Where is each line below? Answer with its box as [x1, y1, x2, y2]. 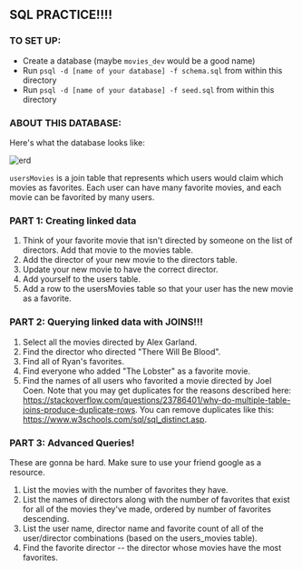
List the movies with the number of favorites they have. [22, 484, 229, 495]
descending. [22, 513, 70, 524]
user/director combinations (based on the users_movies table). [22, 532, 258, 544]
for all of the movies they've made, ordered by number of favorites [22, 504, 272, 515]
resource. [9, 466, 45, 477]
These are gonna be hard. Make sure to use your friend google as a [9, 456, 261, 467]
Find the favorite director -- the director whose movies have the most [22, 542, 282, 553]
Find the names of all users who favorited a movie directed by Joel [22, 375, 272, 385]
